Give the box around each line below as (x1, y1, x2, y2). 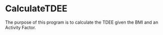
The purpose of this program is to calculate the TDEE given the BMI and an (5, 19, 159, 25)
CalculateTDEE (5, 3, 68, 14)
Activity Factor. (5, 24, 36, 30)
